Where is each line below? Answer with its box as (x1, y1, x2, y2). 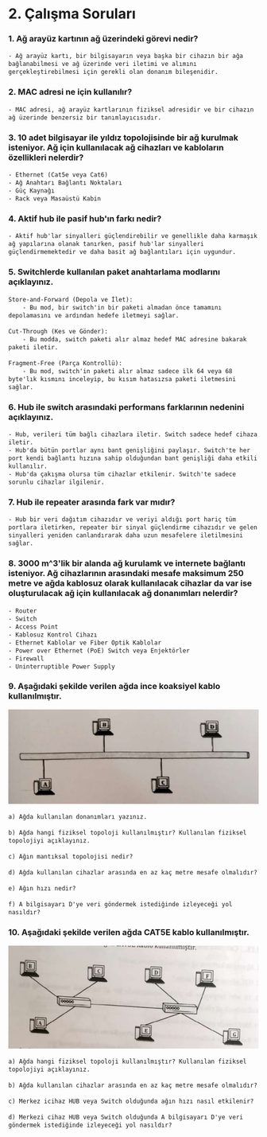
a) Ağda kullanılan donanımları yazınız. (8, 813, 148, 821)
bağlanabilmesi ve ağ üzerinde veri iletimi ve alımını (8, 60, 197, 68)
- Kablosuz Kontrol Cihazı (8, 630, 98, 639)
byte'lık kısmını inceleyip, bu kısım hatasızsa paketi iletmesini (8, 375, 237, 383)
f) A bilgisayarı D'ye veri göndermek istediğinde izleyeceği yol (8, 901, 233, 909)
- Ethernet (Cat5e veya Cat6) (8, 171, 109, 179)
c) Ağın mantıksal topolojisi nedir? (8, 853, 133, 861)
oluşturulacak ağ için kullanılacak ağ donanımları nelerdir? (8, 588, 238, 599)
